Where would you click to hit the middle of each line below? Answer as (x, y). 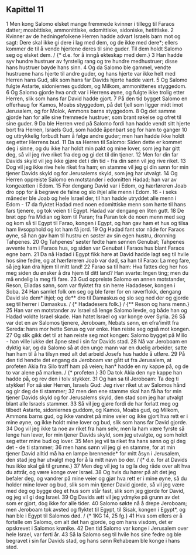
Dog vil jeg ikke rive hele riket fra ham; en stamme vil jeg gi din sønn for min (97, 167)
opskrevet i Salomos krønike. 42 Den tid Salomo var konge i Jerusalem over (97, 528)
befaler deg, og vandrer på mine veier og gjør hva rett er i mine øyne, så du (97, 478)
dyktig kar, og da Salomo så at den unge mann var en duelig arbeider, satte (97, 348)
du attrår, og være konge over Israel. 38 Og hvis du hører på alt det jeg (91, 472)
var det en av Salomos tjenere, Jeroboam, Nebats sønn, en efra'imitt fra (93, 322)
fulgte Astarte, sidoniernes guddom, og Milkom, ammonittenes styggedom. (97, 86)
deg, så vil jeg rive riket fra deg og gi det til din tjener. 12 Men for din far (92, 154)
